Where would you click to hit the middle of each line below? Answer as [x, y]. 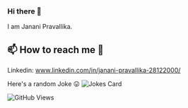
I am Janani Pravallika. [40, 27]
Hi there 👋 [25, 11]
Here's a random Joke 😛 [43, 84]
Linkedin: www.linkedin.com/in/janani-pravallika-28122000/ [94, 71]
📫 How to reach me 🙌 [55, 50]
